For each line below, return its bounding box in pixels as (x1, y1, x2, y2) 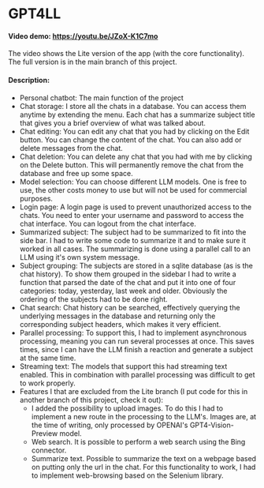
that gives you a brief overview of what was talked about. (19, 118, 206, 127)
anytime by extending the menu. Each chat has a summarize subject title (19, 110, 255, 119)
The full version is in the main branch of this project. (8, 57, 177, 67)
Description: (8, 75, 50, 84)
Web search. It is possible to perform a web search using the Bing (31, 437, 246, 446)
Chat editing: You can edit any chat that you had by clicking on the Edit (19, 126, 250, 136)
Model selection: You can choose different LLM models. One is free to (19, 177, 247, 186)
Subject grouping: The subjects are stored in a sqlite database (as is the (19, 261, 254, 270)
